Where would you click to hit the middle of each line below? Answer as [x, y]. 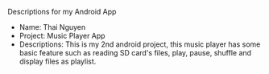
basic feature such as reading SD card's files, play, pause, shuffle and [135, 53]
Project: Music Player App [62, 36]
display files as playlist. [58, 61]
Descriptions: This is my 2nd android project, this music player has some [140, 44]
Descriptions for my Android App [62, 12]
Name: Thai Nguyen [52, 27]
